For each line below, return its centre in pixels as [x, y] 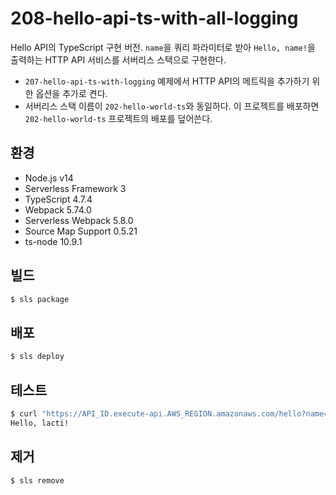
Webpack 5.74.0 [58, 209]
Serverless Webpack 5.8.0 [79, 220]
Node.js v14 [49, 178]
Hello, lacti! [40, 423]
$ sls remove [37, 480]
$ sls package [40, 299]
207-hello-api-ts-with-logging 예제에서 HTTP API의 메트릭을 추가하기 [167, 81]
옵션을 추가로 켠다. [71, 93]
